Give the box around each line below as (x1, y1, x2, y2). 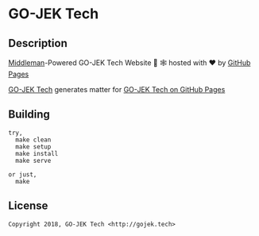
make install (15, 149, 59, 157)
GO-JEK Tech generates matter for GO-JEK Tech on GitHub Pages (8, 85, 226, 94)
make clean (15, 136, 52, 144)
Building (8, 108, 50, 122)
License (8, 199, 48, 213)
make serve (15, 157, 52, 164)
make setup (15, 142, 52, 151)
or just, (8, 170, 37, 179)
